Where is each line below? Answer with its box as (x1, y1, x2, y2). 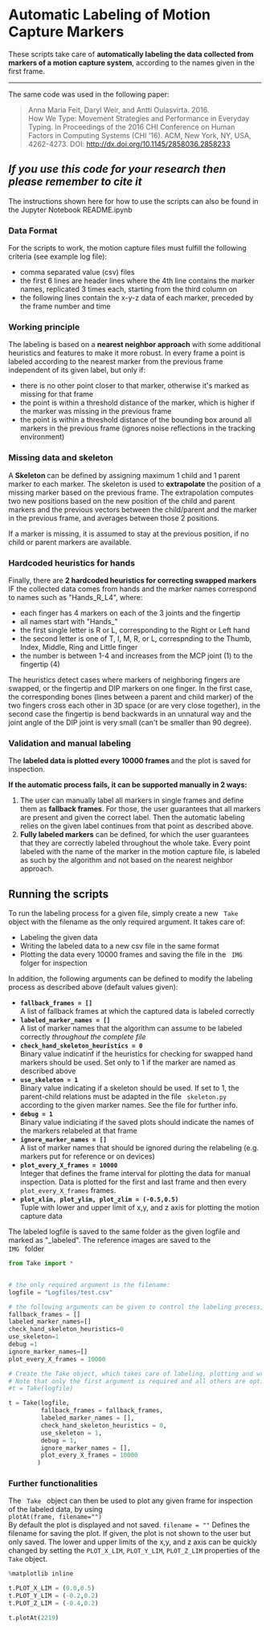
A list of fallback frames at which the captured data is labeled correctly (19, 1007, 255, 1016)
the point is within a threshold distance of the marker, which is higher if (19, 398, 256, 407)
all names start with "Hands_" (19, 616, 118, 626)
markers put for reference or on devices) (19, 1151, 155, 1162)
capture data (19, 1211, 63, 1221)
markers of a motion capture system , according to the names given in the (8, 58, 256, 67)
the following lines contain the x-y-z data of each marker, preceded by (19, 293, 254, 303)
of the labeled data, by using (8, 1505, 103, 1514)
